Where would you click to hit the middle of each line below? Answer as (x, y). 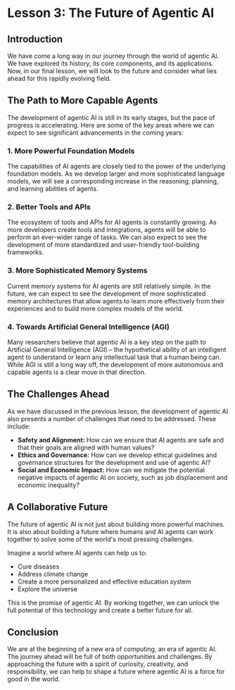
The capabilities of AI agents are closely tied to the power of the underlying (116, 167)
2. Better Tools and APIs (49, 207)
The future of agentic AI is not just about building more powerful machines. (116, 524)
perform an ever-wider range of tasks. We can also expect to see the (107, 237)
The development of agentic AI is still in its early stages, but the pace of (111, 117)
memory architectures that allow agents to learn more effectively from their (116, 301)
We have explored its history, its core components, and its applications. (110, 63)
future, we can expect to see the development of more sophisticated (107, 293)
